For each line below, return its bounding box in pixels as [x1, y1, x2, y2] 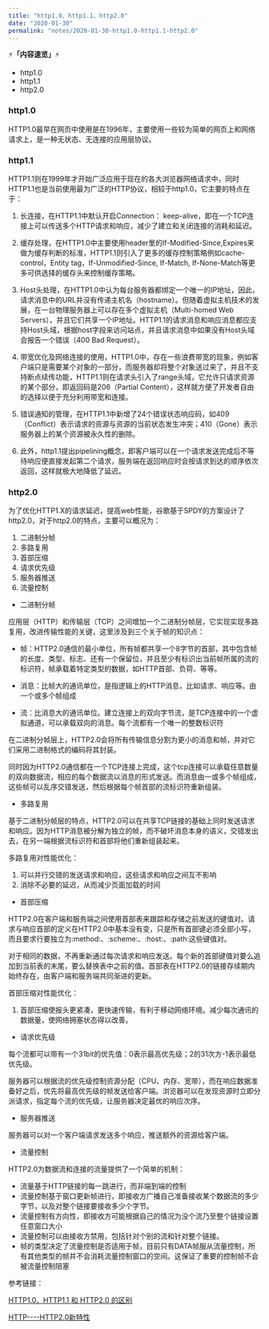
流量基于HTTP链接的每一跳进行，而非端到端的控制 [19, 1182, 187, 1191]
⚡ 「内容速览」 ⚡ [8, 50, 60, 59]
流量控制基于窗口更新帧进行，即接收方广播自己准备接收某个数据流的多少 [19, 1191, 259, 1201]
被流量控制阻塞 [19, 1262, 70, 1271]
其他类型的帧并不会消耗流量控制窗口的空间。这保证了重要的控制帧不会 [26, 1251, 259, 1261]
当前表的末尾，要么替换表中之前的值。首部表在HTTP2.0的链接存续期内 [22, 962, 255, 971]
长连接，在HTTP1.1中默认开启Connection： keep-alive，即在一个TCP [19, 211, 247, 220]
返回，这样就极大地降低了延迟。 [19, 466, 126, 476]
